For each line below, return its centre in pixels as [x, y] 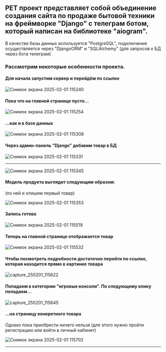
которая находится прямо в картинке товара [54, 264]
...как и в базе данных [29, 123]
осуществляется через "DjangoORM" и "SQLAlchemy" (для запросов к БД [83, 49]
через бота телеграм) [28, 53]
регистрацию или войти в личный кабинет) [51, 330]
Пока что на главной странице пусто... [47, 101]
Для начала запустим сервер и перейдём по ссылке [62, 78]
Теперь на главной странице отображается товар [59, 236]
